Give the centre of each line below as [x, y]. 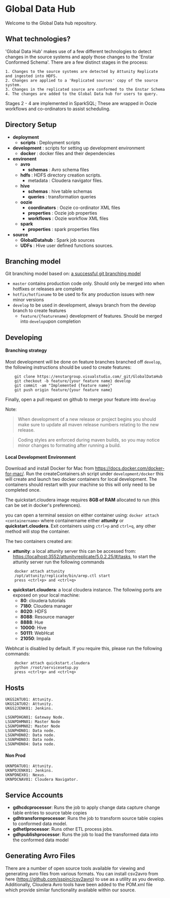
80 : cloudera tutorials [43, 601]
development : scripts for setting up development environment [79, 148]
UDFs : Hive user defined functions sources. [67, 245]
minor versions [28, 300]
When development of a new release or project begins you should [87, 419]
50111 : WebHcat [37, 633]
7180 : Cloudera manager [46, 606]
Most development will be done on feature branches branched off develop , [83, 362]
